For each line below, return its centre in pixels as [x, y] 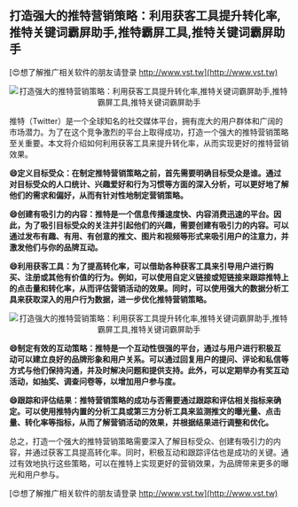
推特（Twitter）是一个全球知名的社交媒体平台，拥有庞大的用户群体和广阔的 [146, 121]
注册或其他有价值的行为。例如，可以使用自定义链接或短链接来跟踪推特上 [157, 277]
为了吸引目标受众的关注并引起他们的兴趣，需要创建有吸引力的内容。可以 [157, 225]
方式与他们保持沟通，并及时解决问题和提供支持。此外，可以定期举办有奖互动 [149, 370]
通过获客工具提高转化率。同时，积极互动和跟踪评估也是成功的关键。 [157, 452]
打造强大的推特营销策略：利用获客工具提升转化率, [145, 16]
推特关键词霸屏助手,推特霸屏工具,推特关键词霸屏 [141, 32]
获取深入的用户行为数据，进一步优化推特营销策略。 [118, 299]
